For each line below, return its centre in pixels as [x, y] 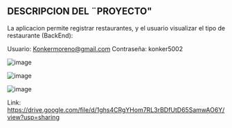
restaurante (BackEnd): [40, 35]
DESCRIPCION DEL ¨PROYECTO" [80, 11]
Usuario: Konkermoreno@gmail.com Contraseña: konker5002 [95, 48]
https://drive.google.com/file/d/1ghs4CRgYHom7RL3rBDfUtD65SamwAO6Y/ [116, 109]
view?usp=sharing [34, 117]
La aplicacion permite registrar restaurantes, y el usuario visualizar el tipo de [116, 28]
